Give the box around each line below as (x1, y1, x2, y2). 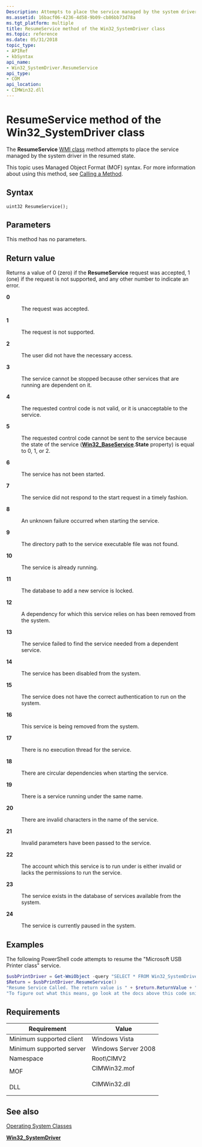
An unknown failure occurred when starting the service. (21, 517, 159, 524)
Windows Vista (91, 1035, 134, 1044)
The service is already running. (21, 564, 98, 571)
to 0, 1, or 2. (21, 447, 51, 455)
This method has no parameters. (6, 236, 87, 243)
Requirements (6, 1007, 60, 1017)
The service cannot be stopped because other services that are (21, 375, 179, 383)
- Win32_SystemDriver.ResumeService (6, 64, 98, 71)
